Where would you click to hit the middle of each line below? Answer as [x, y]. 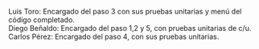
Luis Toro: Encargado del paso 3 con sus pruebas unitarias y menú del [125, 11]
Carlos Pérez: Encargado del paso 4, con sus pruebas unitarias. [114, 36]
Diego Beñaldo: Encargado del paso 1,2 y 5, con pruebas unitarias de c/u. [130, 28]
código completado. [41, 20]
